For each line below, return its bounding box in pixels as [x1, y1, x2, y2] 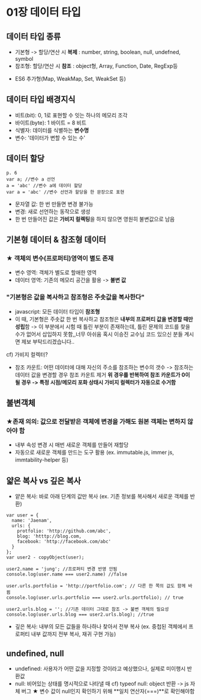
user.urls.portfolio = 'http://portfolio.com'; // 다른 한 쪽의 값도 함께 [6, 583, 186, 589]
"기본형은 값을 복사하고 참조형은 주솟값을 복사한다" [6, 293, 145, 302]
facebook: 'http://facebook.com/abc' [17, 539, 112, 545]
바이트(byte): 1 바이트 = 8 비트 [14, 119, 87, 126]
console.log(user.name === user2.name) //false [6, 571, 128, 578]
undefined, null [6, 648, 64, 658]
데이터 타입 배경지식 [6, 94, 76, 105]
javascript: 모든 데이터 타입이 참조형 [14, 308, 100, 315]
